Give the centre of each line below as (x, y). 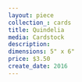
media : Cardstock (36, 37)
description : (29, 45)
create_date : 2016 (38, 66)
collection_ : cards (40, 23)
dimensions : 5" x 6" (42, 52)
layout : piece (31, 15)
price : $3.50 (29, 59)
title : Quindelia (36, 30)
